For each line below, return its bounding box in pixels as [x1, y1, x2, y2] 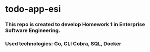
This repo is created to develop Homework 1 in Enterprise [5, 21, 145, 28]
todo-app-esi [5, 3, 61, 15]
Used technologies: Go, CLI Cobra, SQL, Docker [5, 40, 121, 47]
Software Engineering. [5, 27, 60, 34]
